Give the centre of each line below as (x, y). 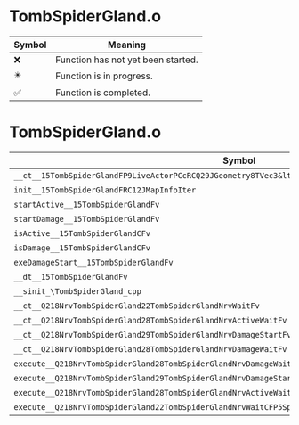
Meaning (127, 45)
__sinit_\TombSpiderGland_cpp (78, 291)
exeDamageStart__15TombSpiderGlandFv (93, 262)
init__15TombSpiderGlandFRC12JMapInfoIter (105, 190)
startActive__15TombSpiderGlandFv (87, 204)
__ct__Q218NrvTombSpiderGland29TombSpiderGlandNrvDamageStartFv (153, 335)
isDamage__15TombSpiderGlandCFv (82, 248)
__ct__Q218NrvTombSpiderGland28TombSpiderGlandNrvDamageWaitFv (150, 349)
